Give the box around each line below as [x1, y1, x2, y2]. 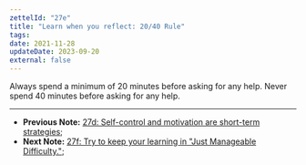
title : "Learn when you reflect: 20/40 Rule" [9, 22, 185, 31]
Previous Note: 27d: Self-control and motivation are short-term [22, 117, 260, 128]
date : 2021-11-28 [9, 38, 76, 48]
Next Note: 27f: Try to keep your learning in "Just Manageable [22, 136, 257, 147]
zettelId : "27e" [9, 13, 71, 23]
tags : [9, 30, 30, 39]
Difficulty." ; [22, 146, 66, 156]
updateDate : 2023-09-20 [9, 47, 100, 57]
